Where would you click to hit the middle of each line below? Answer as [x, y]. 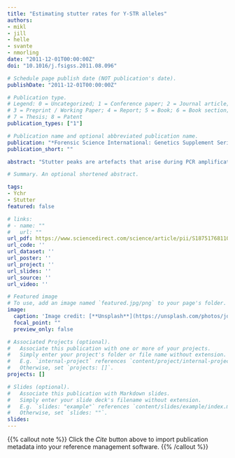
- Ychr [17, 194]
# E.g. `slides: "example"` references [69, 406]
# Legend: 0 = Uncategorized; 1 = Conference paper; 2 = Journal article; [119, 104]
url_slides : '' [29, 271]
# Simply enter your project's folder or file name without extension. [117, 355]
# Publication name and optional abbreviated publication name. [103, 136]
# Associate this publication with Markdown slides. [89, 393]
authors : [20, 20]
